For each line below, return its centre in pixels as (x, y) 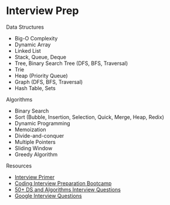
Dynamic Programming (42, 123)
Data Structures (25, 27)
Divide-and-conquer (39, 135)
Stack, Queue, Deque (40, 57)
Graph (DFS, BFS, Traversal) (49, 82)
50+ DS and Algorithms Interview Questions (68, 189)
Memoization (30, 129)
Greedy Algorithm (36, 154)
